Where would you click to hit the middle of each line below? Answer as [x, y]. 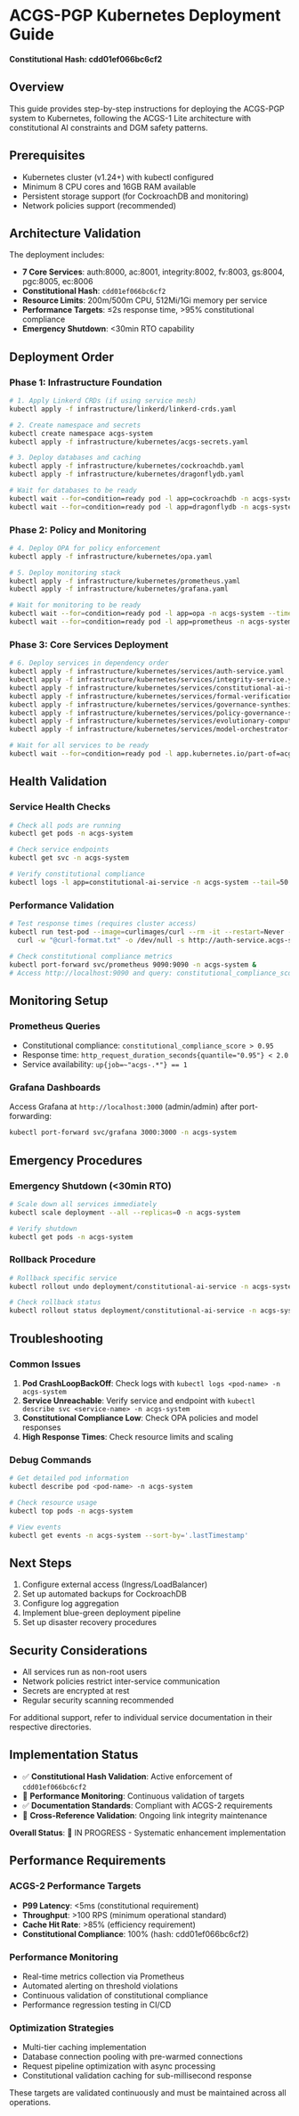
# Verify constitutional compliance [77, 874]
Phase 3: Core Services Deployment [89, 644]
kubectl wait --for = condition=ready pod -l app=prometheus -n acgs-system [151, 622]
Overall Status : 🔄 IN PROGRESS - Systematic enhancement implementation [148, 1833]
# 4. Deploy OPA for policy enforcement [85, 548]
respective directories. [50, 1727]
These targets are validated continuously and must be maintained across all [148, 2093]
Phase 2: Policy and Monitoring [78, 529]
